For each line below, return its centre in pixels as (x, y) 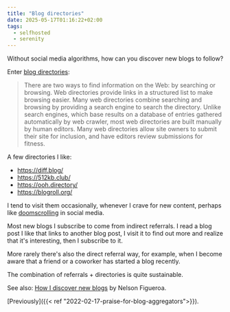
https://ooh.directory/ (47, 185)
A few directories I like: (39, 157)
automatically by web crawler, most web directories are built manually (123, 122)
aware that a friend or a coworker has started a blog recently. (94, 261)
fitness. (35, 144)
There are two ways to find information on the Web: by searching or (120, 85)
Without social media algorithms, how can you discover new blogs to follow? (115, 58)
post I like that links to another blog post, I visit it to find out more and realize (115, 234)
